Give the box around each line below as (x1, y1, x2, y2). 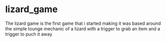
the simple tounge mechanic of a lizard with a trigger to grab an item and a (5, 25, 160, 31)
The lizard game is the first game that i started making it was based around (5, 20, 161, 26)
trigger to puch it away (5, 31, 52, 37)
